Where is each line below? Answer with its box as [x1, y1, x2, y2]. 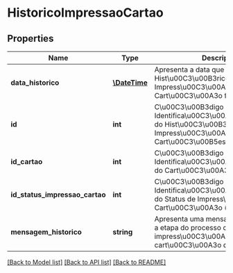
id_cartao [10, 157, 43, 166]
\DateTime [112, 78, 148, 88]
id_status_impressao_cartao [10, 190, 106, 199]
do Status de [154, 195, 196, 204]
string [112, 227, 133, 237]
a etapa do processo [154, 223, 222, 232]
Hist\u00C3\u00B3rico [154, 74, 230, 83]
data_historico [10, 78, 60, 88]
